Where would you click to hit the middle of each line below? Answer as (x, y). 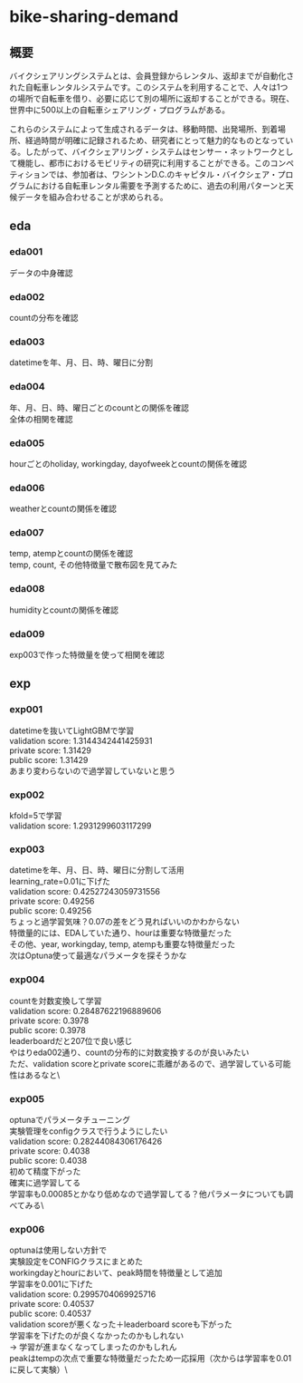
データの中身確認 (41, 273)
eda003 (27, 342)
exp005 (27, 1098)
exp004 (27, 980)
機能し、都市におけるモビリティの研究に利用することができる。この (143, 163)
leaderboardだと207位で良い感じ (71, 1040)
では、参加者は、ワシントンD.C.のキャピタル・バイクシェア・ (163, 174)
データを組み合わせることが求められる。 (92, 197)
